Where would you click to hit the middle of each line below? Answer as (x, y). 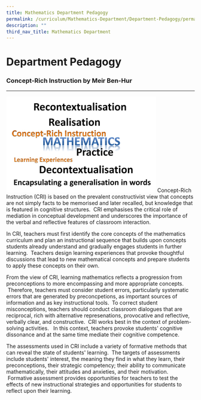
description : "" (26, 25)
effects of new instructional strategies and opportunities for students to (94, 384)
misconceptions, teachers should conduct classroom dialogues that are (94, 309)
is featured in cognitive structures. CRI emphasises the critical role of (92, 209)
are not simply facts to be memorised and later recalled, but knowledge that (100, 203)
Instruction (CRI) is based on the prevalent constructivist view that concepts (100, 196)
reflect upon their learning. (39, 390)
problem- (180, 321)
